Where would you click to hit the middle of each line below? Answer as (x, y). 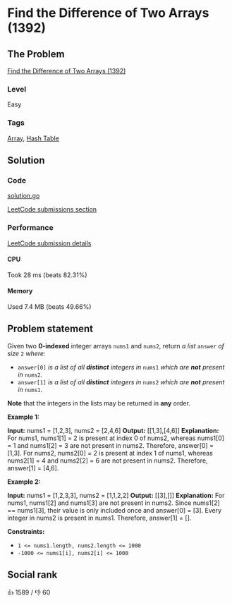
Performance (31, 228)
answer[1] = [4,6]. (33, 468)
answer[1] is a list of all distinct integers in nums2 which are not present (121, 382)
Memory (20, 291)
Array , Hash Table (33, 138)
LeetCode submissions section (52, 209)
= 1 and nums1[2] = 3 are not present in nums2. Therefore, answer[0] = (110, 445)
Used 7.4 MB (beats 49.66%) (49, 306)
